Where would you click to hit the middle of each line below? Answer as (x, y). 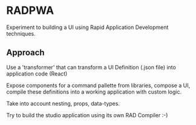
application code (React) (37, 74)
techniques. (21, 33)
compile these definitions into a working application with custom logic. (94, 92)
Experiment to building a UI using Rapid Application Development (87, 27)
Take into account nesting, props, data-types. (63, 103)
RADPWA (30, 11)
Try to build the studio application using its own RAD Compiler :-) (87, 115)
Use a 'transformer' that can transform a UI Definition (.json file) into (91, 67)
